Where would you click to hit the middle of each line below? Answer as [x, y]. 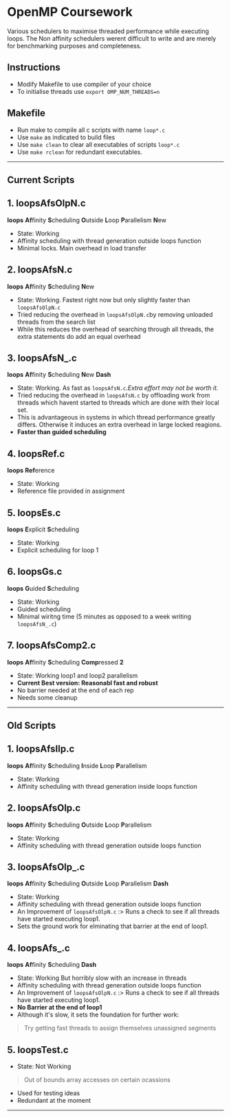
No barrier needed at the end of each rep [75, 690]
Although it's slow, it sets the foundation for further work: [98, 1014]
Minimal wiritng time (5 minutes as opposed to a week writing [104, 616]
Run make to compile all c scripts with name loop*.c [91, 130]
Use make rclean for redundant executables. [79, 152]
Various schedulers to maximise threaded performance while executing [108, 31]
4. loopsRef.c [36, 454]
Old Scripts [32, 726]
